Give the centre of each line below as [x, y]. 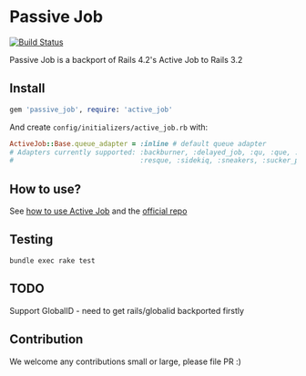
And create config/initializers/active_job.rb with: [109, 127]
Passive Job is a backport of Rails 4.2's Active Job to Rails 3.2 [126, 59]
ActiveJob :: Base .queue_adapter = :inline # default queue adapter [138, 143]
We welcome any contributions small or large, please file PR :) [125, 361]
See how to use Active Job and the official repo [98, 211]
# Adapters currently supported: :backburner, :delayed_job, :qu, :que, [150, 152]
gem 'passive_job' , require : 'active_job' [91, 110]
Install [27, 89]
